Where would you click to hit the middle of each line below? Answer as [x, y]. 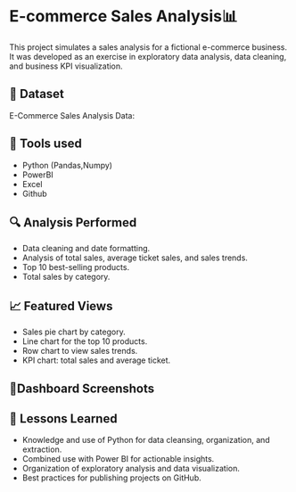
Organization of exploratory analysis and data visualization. [131, 469]
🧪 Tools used [45, 144]
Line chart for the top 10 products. [85, 341]
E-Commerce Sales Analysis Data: [72, 115]
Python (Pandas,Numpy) [67, 165]
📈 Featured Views [61, 306]
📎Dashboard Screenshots [82, 388]
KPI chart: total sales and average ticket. [96, 360]
